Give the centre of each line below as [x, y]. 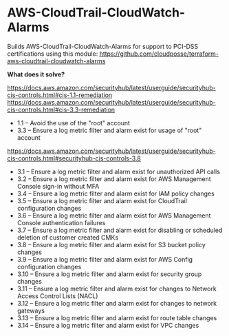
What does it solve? [36, 74]
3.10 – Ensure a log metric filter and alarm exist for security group [109, 274]
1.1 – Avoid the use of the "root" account [74, 123]
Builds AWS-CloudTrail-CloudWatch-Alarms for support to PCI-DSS [102, 46]
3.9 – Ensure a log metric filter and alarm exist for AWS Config [105, 259]
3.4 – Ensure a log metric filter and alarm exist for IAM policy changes [116, 193]
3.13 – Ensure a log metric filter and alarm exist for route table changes [117, 317]
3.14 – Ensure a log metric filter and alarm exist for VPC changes [108, 325]
